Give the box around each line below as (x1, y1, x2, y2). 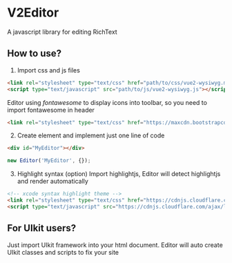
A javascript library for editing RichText (7, 28, 117, 36)
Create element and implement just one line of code (17, 131, 165, 139)
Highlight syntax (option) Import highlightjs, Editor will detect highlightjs (17, 170, 221, 178)
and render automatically (17, 177, 88, 186)
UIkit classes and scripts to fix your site (7, 248, 119, 256)
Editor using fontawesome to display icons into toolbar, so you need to (7, 98, 207, 106)
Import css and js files (17, 66, 81, 74)
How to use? (7, 48, 62, 59)
